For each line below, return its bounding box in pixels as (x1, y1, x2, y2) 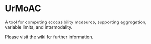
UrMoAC (5, 3, 41, 14)
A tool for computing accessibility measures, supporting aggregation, (5, 19, 147, 25)
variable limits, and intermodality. (5, 24, 73, 30)
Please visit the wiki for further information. (5, 34, 94, 40)
